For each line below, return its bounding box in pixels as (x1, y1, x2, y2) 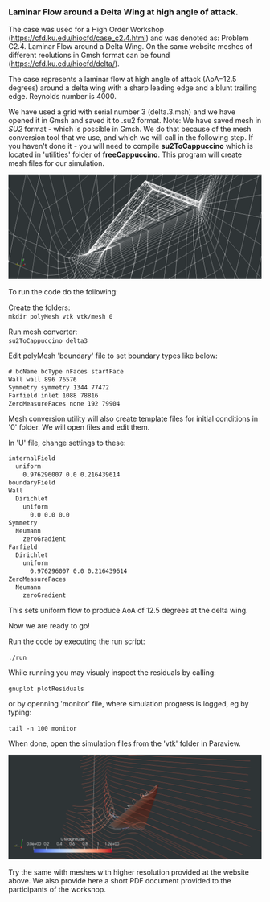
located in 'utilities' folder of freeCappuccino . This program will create (8, 150, 243, 159)
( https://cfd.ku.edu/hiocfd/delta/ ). (8, 59, 121, 68)
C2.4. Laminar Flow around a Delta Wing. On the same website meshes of (8, 42, 253, 51)
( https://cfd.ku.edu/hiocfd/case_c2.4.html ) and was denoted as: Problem (8, 33, 249, 43)
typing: (8, 707, 32, 717)
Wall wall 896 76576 (8, 376, 78, 384)
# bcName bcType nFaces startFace (8, 368, 125, 376)
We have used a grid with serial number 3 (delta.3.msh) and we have (8, 107, 235, 117)
